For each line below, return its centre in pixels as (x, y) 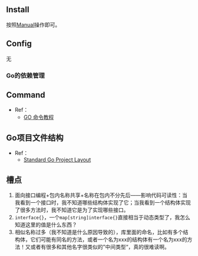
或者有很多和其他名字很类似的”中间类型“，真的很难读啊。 (100, 247)
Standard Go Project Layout (57, 160)
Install (18, 10)
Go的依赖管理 (26, 75)
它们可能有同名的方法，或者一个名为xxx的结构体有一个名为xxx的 (109, 239)
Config (19, 44)
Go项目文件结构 (35, 137)
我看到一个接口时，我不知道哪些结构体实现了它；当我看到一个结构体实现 (103, 202)
